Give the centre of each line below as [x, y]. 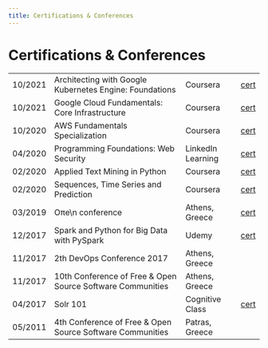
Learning [202, 158]
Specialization [81, 135]
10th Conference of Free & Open [116, 276]
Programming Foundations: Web [115, 148]
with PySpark [79, 240]
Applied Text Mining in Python [110, 171]
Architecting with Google [101, 79]
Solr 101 [71, 304]
